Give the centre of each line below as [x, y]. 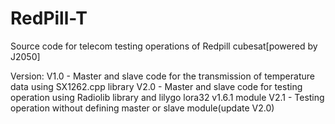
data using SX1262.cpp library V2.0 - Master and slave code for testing [156, 86]
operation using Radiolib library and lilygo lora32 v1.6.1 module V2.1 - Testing [167, 97]
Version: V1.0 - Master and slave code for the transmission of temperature [162, 76]
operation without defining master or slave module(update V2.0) [142, 108]
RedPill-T [49, 18]
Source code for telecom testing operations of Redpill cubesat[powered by [164, 46]
